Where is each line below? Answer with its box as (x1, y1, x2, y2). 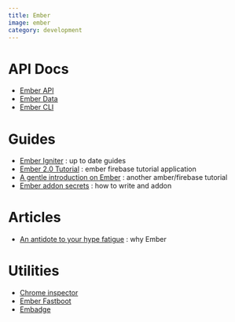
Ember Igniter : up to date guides (19, 156, 127, 166)
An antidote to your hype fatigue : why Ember (19, 235, 167, 244)
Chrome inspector (19, 288, 79, 298)
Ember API (19, 86, 54, 95)
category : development (8, 26, 83, 34)
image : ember (8, 19, 51, 27)
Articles (8, 209, 61, 226)
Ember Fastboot (19, 296, 72, 306)
